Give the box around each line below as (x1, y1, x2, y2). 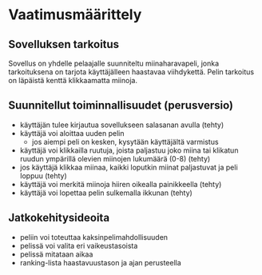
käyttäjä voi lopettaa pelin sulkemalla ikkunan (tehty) (19, 188, 193, 197)
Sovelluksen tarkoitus (8, 38, 120, 51)
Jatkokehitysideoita (8, 211, 110, 225)
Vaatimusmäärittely (8, 6, 142, 24)
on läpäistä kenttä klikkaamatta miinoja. (8, 76, 138, 85)
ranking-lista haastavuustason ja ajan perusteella (19, 257, 181, 267)
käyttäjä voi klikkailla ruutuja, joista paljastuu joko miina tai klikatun (19, 145, 239, 155)
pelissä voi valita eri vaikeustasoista (19, 241, 138, 250)
